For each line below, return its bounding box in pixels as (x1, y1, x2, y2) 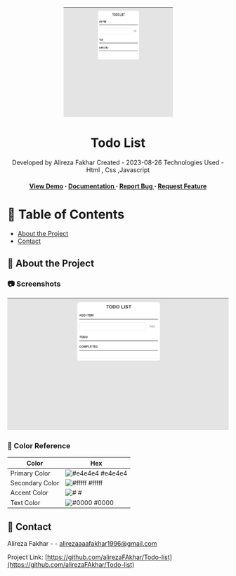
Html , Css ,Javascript (86, 165, 150, 174)
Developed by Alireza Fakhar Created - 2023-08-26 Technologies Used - (11, 158, 225, 166)
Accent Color (10, 488, 49, 497)
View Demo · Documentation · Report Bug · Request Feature (29, 182, 207, 190)
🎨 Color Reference (7, 440, 71, 450)
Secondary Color (10, 479, 60, 487)
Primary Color (10, 469, 51, 477)
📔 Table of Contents (7, 207, 125, 222)
